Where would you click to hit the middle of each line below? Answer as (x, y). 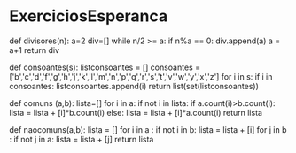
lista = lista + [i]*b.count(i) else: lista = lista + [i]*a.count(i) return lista (136, 112)
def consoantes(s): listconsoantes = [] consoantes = (105, 67)
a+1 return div (35, 50)
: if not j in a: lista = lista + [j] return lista (82, 139)
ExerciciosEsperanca (89, 16)
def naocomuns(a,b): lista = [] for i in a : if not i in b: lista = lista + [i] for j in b (148, 129)
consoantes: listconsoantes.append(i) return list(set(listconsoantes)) (134, 86)
